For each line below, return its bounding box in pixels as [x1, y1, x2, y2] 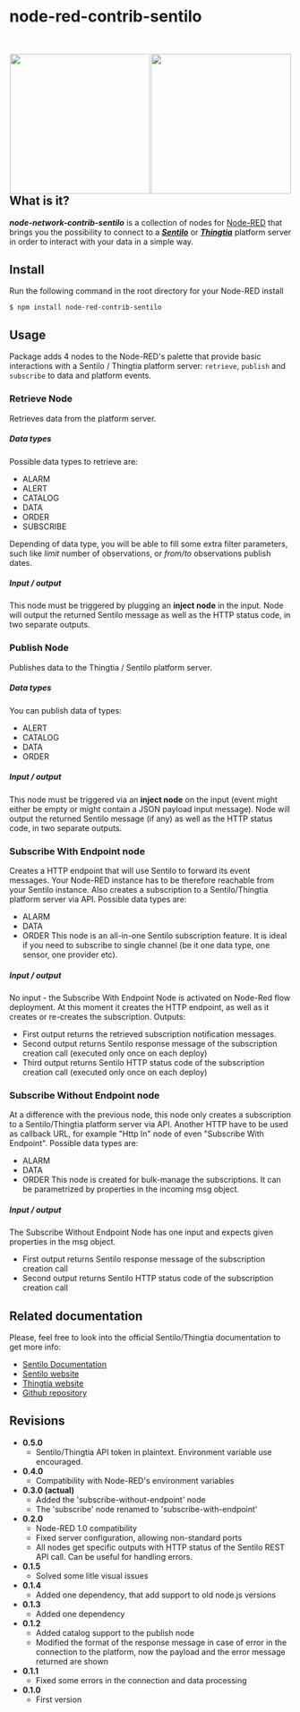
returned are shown [35, 1656, 109, 1666]
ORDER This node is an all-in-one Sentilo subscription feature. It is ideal [21, 930, 287, 941]
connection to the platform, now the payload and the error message [35, 1646, 287, 1657]
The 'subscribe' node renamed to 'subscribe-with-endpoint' [35, 1503, 258, 1514]
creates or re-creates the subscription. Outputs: [9, 1011, 186, 1022]
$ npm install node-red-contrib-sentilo [9, 303, 163, 312]
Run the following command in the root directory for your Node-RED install [9, 286, 284, 296]
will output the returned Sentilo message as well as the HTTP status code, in [9, 610, 291, 621]
